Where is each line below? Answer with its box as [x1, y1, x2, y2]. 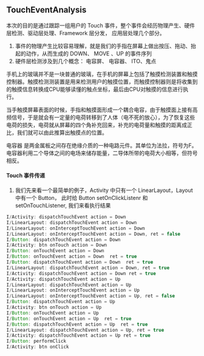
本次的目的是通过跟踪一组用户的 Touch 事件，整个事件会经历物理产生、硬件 [6, 21, 195, 29]
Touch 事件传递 [6, 172, 46, 179]
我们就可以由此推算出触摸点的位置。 [16, 129, 107, 136]
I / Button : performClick [6, 338, 67, 344]
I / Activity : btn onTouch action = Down [6, 242, 107, 248]
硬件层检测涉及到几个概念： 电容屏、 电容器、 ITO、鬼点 [15, 57, 157, 64]
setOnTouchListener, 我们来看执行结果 [15, 202, 111, 209]
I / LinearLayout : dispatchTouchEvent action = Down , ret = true [6, 264, 170, 271]
